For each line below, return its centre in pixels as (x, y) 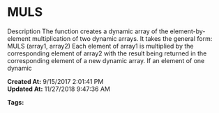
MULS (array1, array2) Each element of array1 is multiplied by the (100, 46)
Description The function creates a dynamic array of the (88, 31)
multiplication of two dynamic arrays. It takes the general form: (122, 38)
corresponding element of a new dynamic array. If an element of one (106, 60)
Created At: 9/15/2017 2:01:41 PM (55, 81)
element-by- (188, 31)
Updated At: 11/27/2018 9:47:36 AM (59, 89)
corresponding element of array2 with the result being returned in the (107, 53)
